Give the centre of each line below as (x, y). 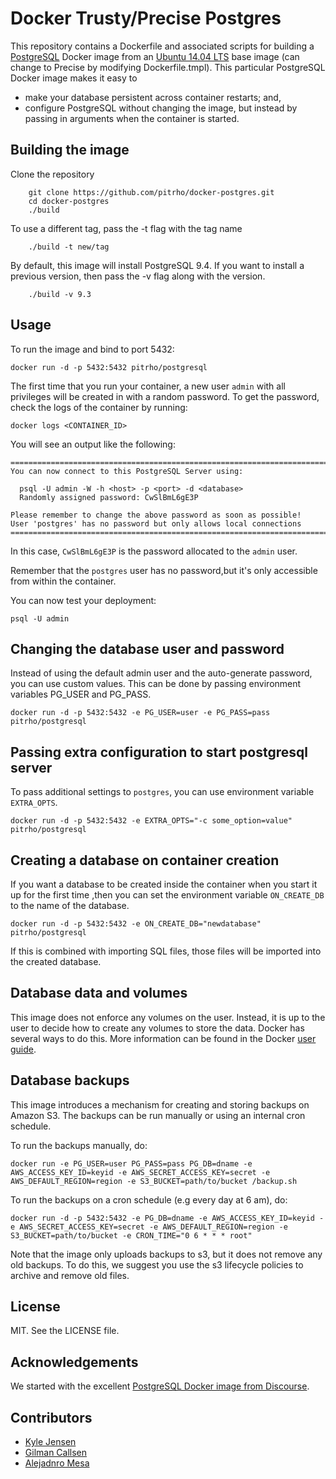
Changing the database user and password (147, 648)
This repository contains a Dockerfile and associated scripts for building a (162, 46)
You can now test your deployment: (83, 600)
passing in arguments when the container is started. (132, 118)
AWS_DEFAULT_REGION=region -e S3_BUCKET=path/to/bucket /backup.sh (154, 1181)
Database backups (70, 1080)
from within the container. (63, 581)
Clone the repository (52, 174)
